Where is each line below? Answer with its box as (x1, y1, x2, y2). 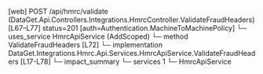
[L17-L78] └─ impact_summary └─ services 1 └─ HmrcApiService (20, 57, 232, 66)
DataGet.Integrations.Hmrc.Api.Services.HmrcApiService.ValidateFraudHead (8, 49, 256, 57)
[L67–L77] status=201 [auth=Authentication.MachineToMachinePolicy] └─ (8, 24, 247, 32)
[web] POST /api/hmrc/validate (8, 7, 108, 16)
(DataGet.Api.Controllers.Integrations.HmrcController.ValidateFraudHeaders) (8, 15, 255, 24)
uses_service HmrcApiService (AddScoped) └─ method (8, 31, 188, 41)
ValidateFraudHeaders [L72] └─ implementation (8, 40, 163, 50)
